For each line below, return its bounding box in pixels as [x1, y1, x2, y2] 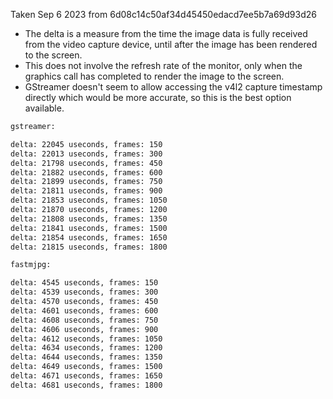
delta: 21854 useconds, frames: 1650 [10, 232, 168, 243]
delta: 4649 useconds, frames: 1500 [10, 362, 163, 372]
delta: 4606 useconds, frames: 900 [10, 324, 159, 334]
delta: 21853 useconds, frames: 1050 [10, 195, 168, 206]
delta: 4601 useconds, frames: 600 [10, 305, 159, 316]
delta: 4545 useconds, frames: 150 [10, 278, 159, 288]
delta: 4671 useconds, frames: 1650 [10, 371, 163, 381]
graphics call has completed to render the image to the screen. [24, 70, 285, 82]
